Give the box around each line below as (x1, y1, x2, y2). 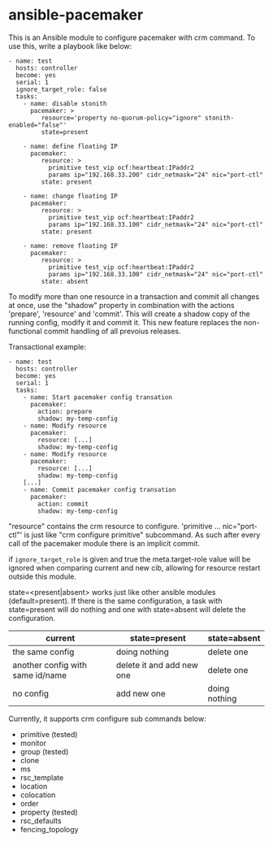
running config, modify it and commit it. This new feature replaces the (8, 317, 242, 327)
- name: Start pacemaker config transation (23, 393, 173, 401)
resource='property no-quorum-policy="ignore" (41, 114, 201, 122)
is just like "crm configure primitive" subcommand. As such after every (24, 530, 261, 540)
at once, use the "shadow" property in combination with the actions (8, 300, 235, 310)
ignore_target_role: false (15, 85, 107, 93)
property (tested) (19, 807, 79, 817)
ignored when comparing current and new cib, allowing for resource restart (8, 562, 261, 572)
